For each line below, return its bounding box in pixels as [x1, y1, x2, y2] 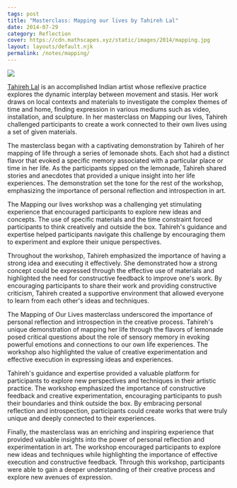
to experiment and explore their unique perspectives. [7, 238, 162, 246]
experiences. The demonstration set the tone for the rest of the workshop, [7, 178, 224, 187]
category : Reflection [7, 30, 71, 37]
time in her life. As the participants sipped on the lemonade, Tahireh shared [7, 163, 226, 172]
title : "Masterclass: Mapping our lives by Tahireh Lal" [7, 17, 179, 24]
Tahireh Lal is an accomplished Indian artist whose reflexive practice [7, 82, 207, 91]
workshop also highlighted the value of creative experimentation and [7, 347, 207, 356]
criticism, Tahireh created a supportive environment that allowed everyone [7, 289, 224, 297]
